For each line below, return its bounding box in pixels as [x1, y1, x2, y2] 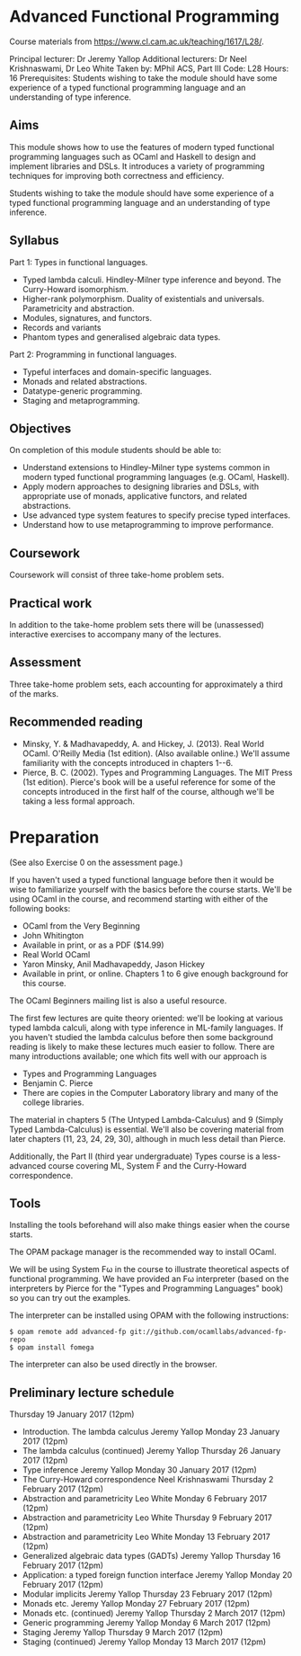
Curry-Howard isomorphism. [22, 283, 128, 294]
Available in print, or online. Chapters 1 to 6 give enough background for [22, 968, 289, 979]
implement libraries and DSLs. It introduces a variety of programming [9, 160, 265, 172]
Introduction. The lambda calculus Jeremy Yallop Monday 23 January [22, 1427, 280, 1438]
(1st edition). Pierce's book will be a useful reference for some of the [22, 776, 276, 788]
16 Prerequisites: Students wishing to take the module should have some [9, 72, 278, 83]
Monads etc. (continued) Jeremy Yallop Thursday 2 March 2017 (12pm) [22, 1607, 286, 1619]
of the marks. [9, 688, 59, 699]
